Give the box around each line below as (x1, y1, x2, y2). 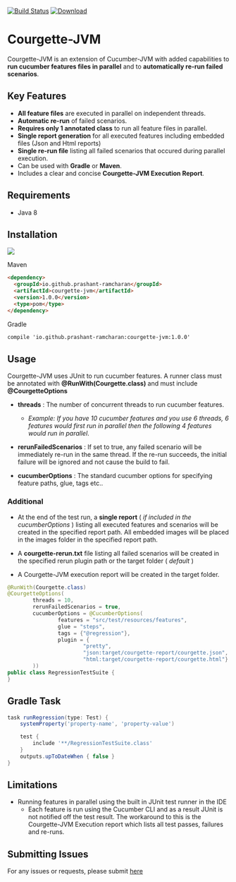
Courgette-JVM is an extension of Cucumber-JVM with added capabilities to (7, 54, 230, 63)
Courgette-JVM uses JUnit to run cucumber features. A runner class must (7, 371, 222, 381)
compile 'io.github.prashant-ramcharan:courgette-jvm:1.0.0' (7, 333, 191, 340)
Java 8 (17, 208, 37, 217)
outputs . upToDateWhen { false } (20, 753, 115, 760)
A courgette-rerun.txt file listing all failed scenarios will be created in (17, 549, 220, 557)
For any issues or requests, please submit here (7, 867, 143, 876)
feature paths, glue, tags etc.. (17, 479, 104, 487)
